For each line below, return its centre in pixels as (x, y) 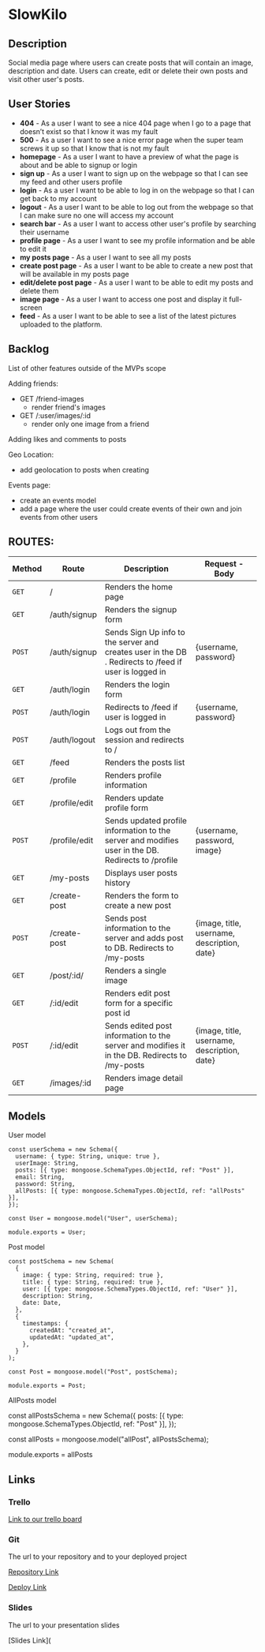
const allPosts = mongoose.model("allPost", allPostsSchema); (108, 1439)
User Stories (39, 104)
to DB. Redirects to (139, 948)
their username (44, 232)
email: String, (40, 1177)
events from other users (59, 517)
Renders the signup (141, 610)
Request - (224, 564)
